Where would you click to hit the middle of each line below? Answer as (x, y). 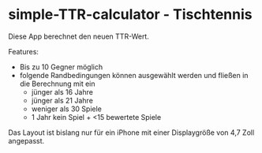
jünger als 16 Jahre (62, 91)
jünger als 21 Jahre (62, 100)
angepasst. (26, 140)
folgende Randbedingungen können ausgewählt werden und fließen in (134, 75)
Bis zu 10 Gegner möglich (61, 67)
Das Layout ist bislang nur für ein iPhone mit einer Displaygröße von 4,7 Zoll (131, 132)
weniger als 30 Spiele (67, 109)
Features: (24, 51)
